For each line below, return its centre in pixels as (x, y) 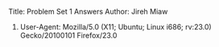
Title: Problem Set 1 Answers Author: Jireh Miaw (88, 12)
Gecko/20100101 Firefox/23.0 (68, 35)
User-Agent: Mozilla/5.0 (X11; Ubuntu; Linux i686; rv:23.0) (116, 27)
